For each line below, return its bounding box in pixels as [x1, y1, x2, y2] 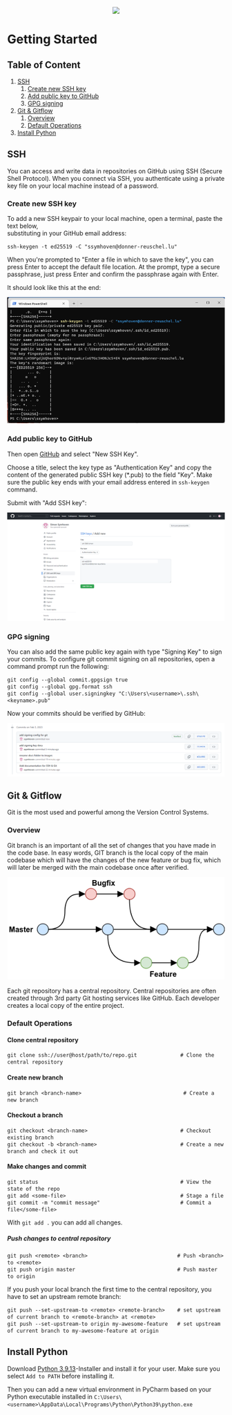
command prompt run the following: [7, 662, 109, 670]
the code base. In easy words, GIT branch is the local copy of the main [7, 848, 209, 857]
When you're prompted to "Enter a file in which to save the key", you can [7, 255, 214, 264]
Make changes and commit [7, 1162, 87, 1171]
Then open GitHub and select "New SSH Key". [7, 449, 139, 458]
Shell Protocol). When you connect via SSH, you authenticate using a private [7, 174, 225, 182]
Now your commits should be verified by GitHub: [7, 709, 146, 717]
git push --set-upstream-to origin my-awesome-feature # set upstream [7, 1320, 221, 1327]
